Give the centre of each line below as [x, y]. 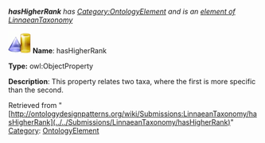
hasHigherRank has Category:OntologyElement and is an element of [122, 12]
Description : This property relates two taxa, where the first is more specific [132, 81]
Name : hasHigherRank [70, 50]
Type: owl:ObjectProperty [51, 66]
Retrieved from [33, 105]
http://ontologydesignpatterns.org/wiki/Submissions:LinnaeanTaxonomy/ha [134, 114]
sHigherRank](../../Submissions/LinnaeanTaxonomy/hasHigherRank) [119, 122]
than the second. [36, 90]
